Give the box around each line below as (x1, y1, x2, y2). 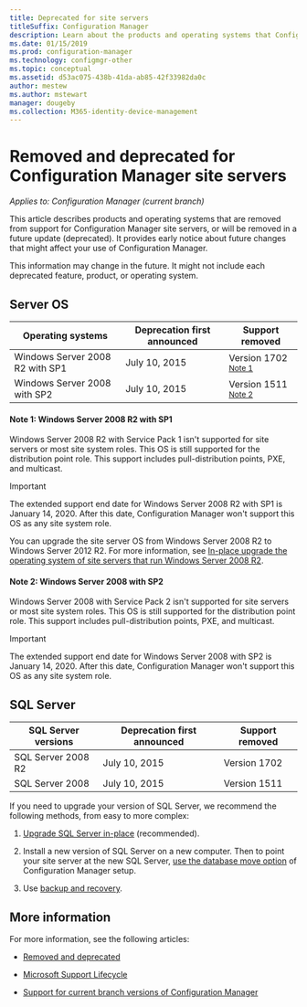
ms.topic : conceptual (9, 65, 92, 74)
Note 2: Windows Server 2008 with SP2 (9, 576, 164, 587)
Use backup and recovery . (22, 883, 123, 894)
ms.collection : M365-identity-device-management (9, 107, 198, 116)
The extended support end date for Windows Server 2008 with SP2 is (9, 651, 272, 662)
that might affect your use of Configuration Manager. (9, 243, 208, 254)
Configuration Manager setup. (22, 865, 137, 876)
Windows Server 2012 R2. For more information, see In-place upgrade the (9, 546, 288, 556)
